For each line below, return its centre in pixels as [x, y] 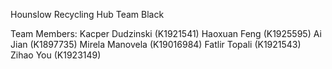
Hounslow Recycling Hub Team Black [87, 14]
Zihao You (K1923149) [56, 55]
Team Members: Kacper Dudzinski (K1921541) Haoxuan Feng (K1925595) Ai [166, 33]
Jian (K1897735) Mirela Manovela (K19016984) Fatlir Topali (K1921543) [156, 44]
